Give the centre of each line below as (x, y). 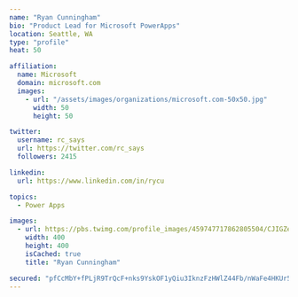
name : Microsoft (47, 75)
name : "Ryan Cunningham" (55, 17)
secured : (25, 278)
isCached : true (53, 254)
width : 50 (51, 107)
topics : (24, 197)
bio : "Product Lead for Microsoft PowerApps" (94, 26)
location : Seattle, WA (51, 34)
